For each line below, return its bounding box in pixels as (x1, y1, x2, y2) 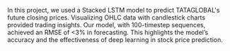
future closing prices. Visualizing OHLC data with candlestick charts (7, 13, 206, 22)
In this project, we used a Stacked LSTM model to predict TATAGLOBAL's (7, 6, 220, 14)
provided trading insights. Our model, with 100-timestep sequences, (7, 21, 206, 29)
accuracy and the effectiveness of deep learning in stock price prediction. (7, 36, 223, 44)
